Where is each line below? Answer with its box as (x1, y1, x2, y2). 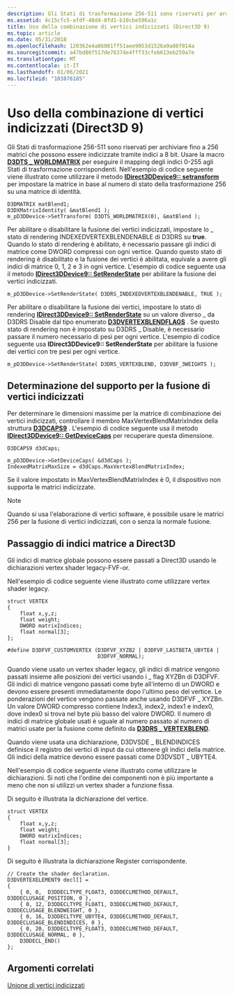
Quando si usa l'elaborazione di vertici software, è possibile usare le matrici (7, 510, 224, 518)
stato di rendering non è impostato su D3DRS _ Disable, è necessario (7, 325, 205, 333)
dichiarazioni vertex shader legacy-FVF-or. (7, 563, 130, 572)
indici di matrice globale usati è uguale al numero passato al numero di (7, 716, 210, 725)
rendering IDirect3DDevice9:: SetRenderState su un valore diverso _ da (7, 310, 215, 319)
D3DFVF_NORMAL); (97, 653, 145, 660)
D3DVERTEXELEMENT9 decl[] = (7, 876, 89, 883)
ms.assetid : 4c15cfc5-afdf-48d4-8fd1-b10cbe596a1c (7, 17, 157, 24)
